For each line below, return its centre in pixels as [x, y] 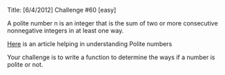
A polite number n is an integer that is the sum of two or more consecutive [113, 23]
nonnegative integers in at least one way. [66, 31]
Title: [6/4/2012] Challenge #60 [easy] [62, 10]
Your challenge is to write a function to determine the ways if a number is [111, 57]
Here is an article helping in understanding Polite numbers [90, 44]
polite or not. [25, 64]
